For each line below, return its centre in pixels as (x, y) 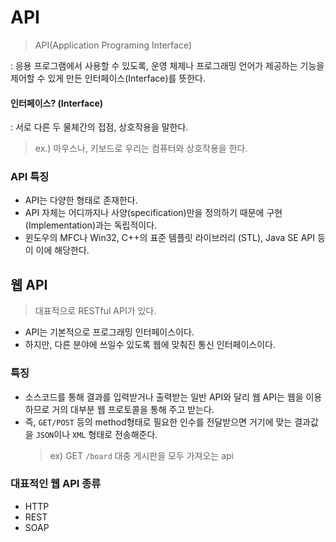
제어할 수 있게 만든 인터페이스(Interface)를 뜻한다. (108, 78)
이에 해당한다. (62, 250)
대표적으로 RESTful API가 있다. (95, 311)
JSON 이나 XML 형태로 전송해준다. (96, 434)
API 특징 (30, 177)
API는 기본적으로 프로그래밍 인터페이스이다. (109, 332)
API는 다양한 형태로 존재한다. (81, 200)
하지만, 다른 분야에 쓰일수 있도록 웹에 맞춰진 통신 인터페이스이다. (150, 345)
